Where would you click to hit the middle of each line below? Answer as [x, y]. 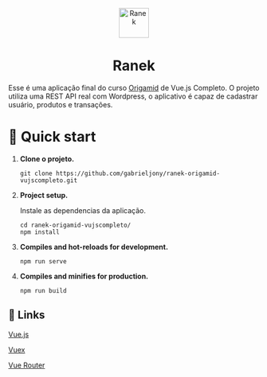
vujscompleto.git [49, 180]
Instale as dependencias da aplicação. [82, 210]
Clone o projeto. [47, 158]
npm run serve [43, 261]
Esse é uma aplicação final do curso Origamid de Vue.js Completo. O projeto [134, 87]
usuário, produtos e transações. [61, 104]
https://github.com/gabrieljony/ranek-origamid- [138, 173]
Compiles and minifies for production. [84, 276]
